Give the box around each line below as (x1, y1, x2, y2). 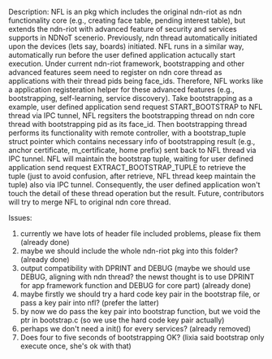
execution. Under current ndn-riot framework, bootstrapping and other (8, 59, 245, 68)
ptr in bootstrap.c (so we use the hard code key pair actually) (19, 315, 225, 325)
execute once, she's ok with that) (19, 341, 132, 351)
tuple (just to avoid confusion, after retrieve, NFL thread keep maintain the (8, 171, 256, 181)
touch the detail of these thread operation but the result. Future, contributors (8, 189, 265, 198)
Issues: (8, 213, 32, 222)
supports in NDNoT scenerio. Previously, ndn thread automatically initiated (8, 33, 257, 42)
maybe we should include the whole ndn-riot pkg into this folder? (19, 246, 238, 256)
